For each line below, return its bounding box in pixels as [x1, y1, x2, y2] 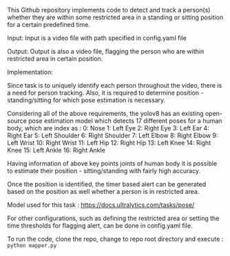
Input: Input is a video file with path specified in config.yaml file [7, 34, 187, 42]
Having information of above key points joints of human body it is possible [7, 159, 218, 168]
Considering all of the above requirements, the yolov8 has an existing [7, 110, 205, 117]
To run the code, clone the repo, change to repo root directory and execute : [7, 235, 224, 243]
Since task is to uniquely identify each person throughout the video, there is [7, 81, 222, 89]
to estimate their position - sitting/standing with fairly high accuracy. [7, 167, 201, 175]
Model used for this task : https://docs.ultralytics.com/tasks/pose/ [7, 201, 195, 209]
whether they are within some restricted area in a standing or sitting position [7, 13, 224, 21]
